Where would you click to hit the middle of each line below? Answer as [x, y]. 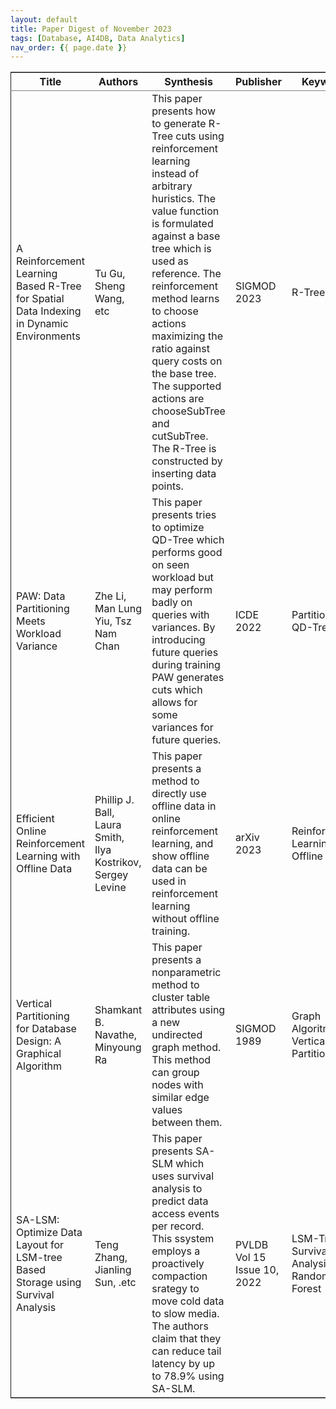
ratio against [180, 349]
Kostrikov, [118, 863]
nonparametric [186, 973]
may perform [182, 590]
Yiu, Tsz [113, 621]
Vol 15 [250, 1258]
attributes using [188, 1010]
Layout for [40, 1245]
